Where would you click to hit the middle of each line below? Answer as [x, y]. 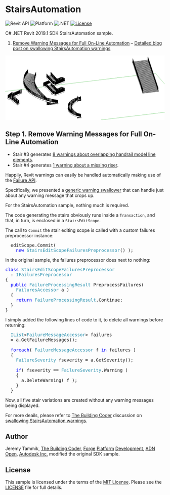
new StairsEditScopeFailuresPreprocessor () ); [75, 250]
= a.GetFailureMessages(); [44, 340]
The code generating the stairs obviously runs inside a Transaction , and [80, 215]
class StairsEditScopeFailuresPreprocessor [60, 270]
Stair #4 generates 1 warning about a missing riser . [66, 165]
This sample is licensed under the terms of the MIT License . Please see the [83, 482]
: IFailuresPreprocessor [41, 275]
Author [16, 436]
